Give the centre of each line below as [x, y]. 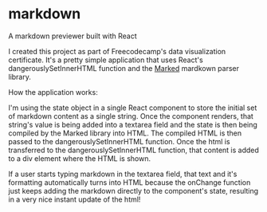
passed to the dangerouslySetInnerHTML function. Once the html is [119, 141]
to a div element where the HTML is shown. [80, 158]
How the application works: [53, 92]
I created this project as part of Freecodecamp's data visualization [117, 51]
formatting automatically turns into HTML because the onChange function [130, 182]
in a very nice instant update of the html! [75, 199]
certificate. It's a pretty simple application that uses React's [106, 60]
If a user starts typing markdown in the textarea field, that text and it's [123, 174]
